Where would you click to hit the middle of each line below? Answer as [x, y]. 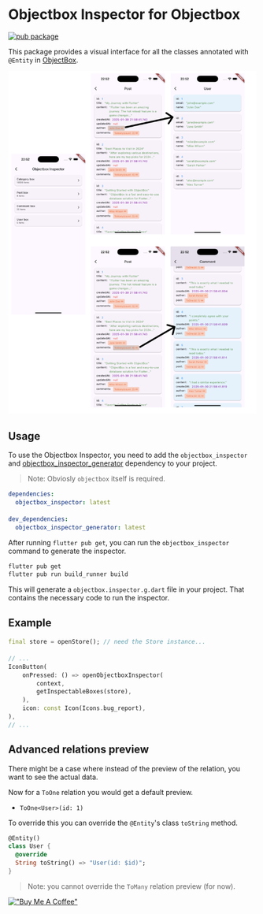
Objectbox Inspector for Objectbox [124, 15]
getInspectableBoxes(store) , [84, 692]
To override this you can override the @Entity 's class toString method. [123, 823]
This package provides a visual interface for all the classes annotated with [129, 51]
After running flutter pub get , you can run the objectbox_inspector [119, 542]
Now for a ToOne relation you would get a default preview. [101, 792]
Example [30, 623]
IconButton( [28, 667]
